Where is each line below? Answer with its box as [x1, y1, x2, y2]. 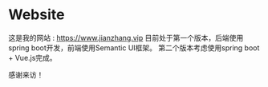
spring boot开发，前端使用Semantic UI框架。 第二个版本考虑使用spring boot [8, 42, 260, 53]
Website [8, 6, 65, 24]
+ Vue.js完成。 [8, 53, 58, 62]
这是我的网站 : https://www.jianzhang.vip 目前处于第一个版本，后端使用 [8, 33, 244, 42]
